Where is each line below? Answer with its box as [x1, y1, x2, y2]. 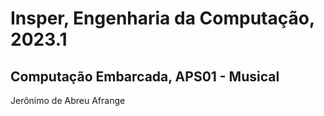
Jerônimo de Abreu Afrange [10, 95, 126, 106]
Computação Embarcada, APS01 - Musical [10, 68, 280, 85]
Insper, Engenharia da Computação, [10, 7, 315, 30]
